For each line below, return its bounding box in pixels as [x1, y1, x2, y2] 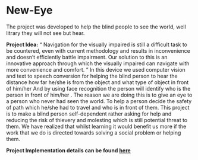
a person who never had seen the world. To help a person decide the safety [6, 97, 192, 104]
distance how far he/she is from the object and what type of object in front [6, 78, 189, 86]
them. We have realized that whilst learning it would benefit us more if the [6, 123, 187, 130]
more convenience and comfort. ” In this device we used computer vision [6, 66, 186, 73]
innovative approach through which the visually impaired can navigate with [6, 60, 190, 67]
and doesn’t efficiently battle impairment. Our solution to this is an [6, 53, 168, 60]
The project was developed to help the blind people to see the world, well [6, 23, 186, 30]
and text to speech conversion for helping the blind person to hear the [6, 72, 178, 79]
